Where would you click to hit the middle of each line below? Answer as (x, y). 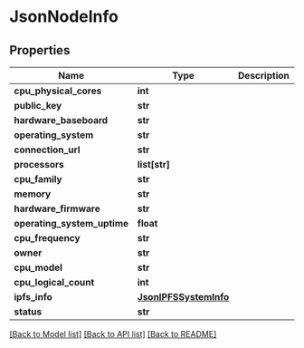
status (28, 312)
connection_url (47, 150)
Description (264, 76)
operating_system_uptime (71, 223)
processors (39, 164)
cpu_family (38, 179)
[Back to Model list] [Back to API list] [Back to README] (113, 334)
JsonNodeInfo (64, 17)
